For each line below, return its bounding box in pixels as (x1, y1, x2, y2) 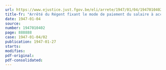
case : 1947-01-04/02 (5, 35, 48, 40)
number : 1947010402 (5, 26, 45, 31)
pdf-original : (5, 53, 35, 58)
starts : (5, 44, 21, 49)
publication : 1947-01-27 (5, 39, 56, 44)
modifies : (5, 48, 26, 53)
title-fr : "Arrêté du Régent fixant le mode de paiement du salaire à (5, 12, 154, 17)
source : (5, 21, 21, 26)
